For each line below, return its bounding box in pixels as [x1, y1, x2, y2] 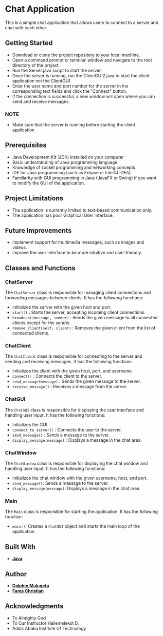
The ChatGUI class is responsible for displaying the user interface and [5, 407, 144, 413]
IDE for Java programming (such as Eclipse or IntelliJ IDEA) [12, 169, 131, 175]
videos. [12, 245, 27, 250]
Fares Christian [12, 588, 44, 594]
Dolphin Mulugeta [12, 582, 50, 589]
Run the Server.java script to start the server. [12, 67, 102, 73]
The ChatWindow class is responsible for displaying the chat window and [5, 460, 148, 467]
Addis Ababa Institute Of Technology [12, 625, 86, 631]
